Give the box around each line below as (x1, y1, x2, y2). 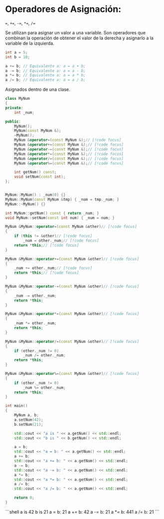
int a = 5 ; (5, 50, 28, 55)
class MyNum (5, 96, 30, 101)
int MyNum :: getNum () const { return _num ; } (5, 210, 99, 215)
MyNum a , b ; (14, 413, 39, 418)
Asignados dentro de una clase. (5, 86, 71, 93)
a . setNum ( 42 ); (14, 417, 43, 422)
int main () (5, 403, 28, 408)
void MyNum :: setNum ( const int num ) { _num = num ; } (5, 215, 115, 220)
